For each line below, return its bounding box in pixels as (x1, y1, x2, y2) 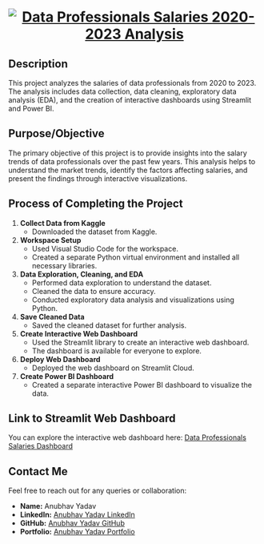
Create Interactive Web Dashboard (19, 328, 138, 338)
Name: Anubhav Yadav (19, 502, 97, 511)
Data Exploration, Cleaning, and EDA (19, 269, 144, 279)
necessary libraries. (31, 260, 98, 270)
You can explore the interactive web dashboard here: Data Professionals (8, 433, 246, 442)
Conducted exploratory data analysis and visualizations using (31, 295, 234, 304)
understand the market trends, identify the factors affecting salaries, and (8, 165, 248, 175)
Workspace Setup (19, 235, 82, 244)
